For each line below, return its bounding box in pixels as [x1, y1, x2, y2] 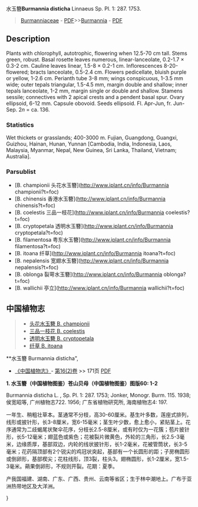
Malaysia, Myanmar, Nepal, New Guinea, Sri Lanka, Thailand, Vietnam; [6, 147, 177, 154]
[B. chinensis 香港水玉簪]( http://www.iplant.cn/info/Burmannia [14, 195, 166, 202]
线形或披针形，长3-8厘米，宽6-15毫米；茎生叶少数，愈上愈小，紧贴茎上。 [6, 419, 186, 426]
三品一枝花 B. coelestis [29, 328, 85, 335]
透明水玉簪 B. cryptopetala [29, 335, 94, 342]
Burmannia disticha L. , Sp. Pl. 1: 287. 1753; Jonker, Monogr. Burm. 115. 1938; [6, 391, 192, 399]
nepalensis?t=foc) [14, 264, 59, 271]
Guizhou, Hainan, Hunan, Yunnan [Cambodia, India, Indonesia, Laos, [6, 140, 172, 147]
